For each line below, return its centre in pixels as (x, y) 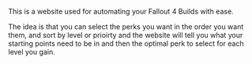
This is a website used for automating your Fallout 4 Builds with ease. (121, 11)
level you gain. (32, 52)
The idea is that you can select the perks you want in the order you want (126, 26)
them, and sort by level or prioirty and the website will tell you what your (126, 35)
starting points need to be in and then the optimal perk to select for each (126, 43)
